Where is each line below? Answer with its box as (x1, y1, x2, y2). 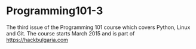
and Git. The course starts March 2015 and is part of (6, 30, 135, 37)
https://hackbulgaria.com (6, 36, 69, 43)
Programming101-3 (6, 4, 103, 18)
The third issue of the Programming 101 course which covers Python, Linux (6, 24, 191, 31)
